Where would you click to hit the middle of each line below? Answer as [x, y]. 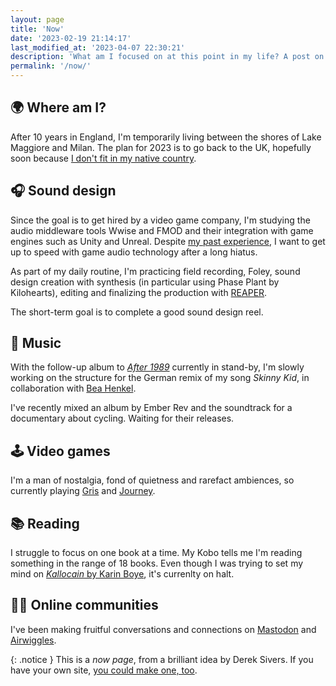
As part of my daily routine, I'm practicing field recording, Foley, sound [155, 271]
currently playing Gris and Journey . [83, 491]
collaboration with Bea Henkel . [73, 388]
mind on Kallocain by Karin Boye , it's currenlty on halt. [122, 574]
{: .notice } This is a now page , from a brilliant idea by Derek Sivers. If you [162, 659]
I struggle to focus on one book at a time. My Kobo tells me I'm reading [156, 553]
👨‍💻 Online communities [84, 605]
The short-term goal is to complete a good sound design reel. [137, 312]
